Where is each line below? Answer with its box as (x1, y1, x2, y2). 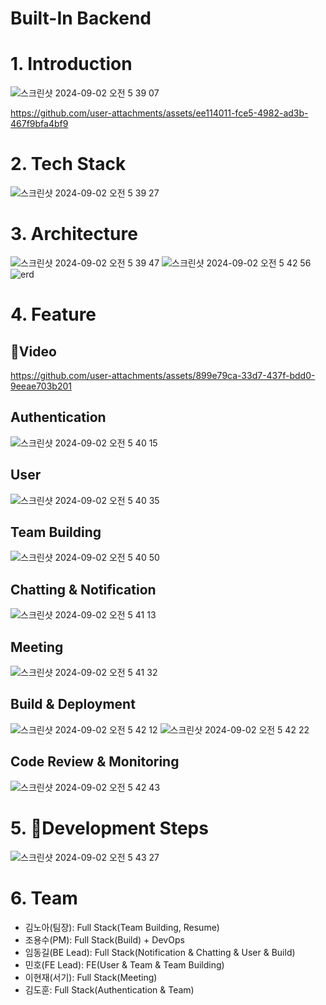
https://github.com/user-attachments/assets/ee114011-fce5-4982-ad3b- (10, 107, 309, 119)
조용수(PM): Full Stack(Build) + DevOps (24, 933, 185, 946)
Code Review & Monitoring (10, 753, 180, 771)
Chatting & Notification (10, 581, 157, 598)
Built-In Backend (10, 7, 152, 30)
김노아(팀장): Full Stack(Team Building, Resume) (24, 921, 220, 933)
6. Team (10, 887, 78, 909)
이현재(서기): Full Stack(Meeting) (24, 971, 158, 983)
